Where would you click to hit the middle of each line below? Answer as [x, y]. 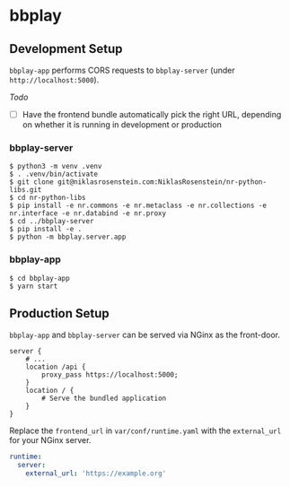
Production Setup [59, 313]
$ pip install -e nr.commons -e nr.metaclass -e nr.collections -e [138, 206]
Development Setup [66, 49]
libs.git [26, 190]
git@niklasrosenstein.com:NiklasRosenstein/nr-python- [162, 182]
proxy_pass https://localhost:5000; [110, 375]
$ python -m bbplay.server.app [68, 237]
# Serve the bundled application [104, 399]
